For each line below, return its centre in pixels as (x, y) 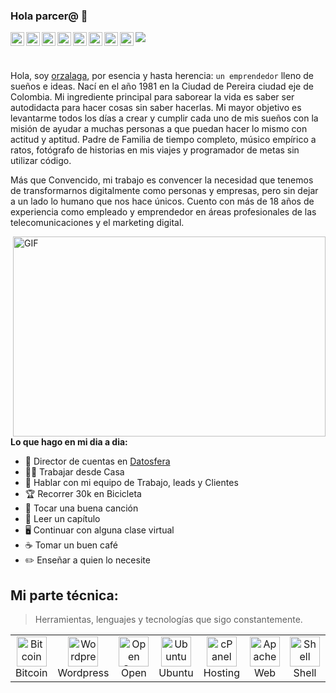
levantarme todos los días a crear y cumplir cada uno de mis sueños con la (164, 118)
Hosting (221, 673)
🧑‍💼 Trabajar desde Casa (74, 472)
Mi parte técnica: (64, 595)
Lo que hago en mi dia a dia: (69, 442)
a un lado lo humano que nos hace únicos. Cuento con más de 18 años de (162, 201)
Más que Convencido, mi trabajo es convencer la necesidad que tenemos (162, 180)
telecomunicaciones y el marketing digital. (97, 223)
